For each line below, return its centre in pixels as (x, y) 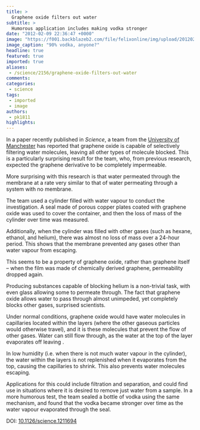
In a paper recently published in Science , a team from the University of (93, 140)
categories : (21, 84)
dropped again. (25, 274)
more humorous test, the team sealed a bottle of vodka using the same (93, 397)
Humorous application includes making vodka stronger (79, 28)
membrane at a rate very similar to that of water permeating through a (92, 183)
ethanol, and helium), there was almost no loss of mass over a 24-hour (93, 238)
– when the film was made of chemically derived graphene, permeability (95, 268)
